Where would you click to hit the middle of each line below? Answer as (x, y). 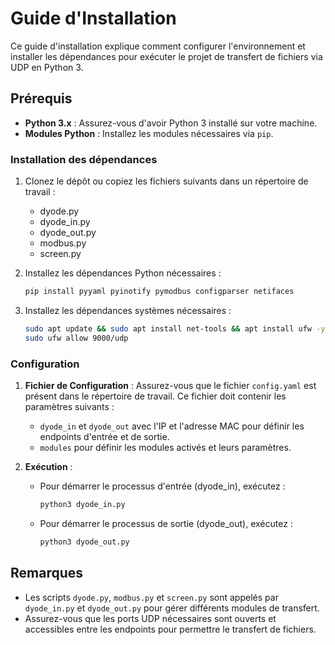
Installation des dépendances (84, 159)
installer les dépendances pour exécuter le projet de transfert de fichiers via (166, 56)
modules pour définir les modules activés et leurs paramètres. (165, 447)
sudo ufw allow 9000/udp (76, 338)
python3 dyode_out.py (84, 542)
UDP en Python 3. (47, 67)
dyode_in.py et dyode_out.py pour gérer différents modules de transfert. (172, 608)
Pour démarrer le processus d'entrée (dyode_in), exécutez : (162, 486)
